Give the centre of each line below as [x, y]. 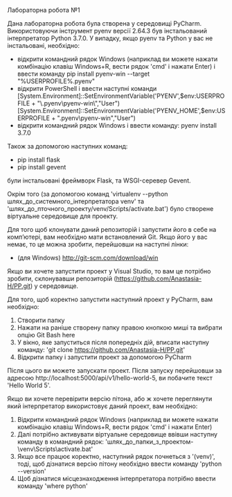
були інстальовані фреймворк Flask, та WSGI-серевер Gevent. [99, 180]
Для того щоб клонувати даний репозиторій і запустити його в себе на [112, 229]
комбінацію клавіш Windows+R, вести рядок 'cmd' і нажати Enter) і [116, 66]
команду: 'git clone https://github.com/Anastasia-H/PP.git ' [101, 349]
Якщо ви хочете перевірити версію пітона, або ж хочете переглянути [110, 399]
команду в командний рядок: [60, 441]
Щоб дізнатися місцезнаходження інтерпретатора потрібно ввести [116, 479]
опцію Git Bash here [46, 335]
